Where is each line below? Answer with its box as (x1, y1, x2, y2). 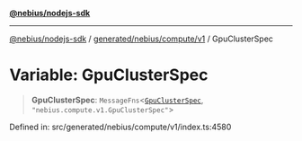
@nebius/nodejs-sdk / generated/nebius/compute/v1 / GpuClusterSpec (9, 33, 274, 44)
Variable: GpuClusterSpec (9, 65, 209, 85)
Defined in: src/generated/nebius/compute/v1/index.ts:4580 (9, 121, 232, 132)
